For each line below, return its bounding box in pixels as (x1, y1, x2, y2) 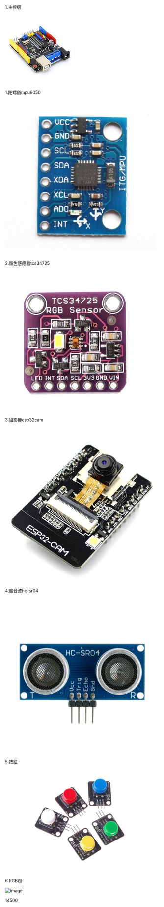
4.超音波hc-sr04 (5, 588, 38, 594)
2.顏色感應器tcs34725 (5, 260, 50, 266)
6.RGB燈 (5, 878, 22, 883)
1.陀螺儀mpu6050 (5, 89, 41, 95)
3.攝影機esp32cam (5, 417, 43, 423)
